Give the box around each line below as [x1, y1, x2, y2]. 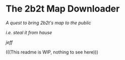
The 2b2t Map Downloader [6, 3, 120, 15]
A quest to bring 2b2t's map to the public [6, 20, 91, 26]
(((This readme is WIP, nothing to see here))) [6, 49, 99, 55]
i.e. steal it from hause [6, 29, 52, 35]
